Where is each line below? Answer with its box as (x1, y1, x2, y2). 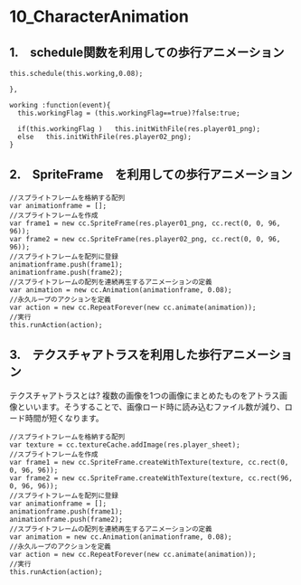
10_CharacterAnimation (9, 6, 190, 27)
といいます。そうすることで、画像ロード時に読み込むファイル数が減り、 (16, 401, 286, 412)
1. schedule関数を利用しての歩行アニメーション (9, 44, 285, 60)
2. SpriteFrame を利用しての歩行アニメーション (9, 167, 293, 183)
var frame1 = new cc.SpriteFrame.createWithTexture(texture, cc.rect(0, (9, 458, 289, 467)
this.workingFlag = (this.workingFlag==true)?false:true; (17, 109, 241, 118)
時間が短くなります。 (24, 412, 104, 423)
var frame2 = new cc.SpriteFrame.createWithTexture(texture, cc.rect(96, (9, 473, 294, 483)
